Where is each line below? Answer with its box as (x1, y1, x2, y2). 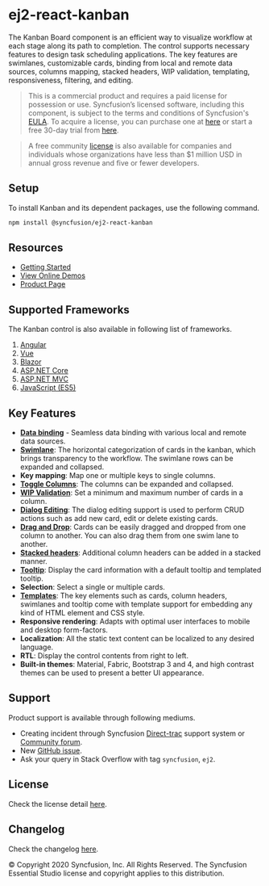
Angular (19, 340, 47, 350)
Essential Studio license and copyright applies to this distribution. (8, 868, 225, 878)
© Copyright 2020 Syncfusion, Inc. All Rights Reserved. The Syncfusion (8, 859, 247, 869)
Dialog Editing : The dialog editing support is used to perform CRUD (19, 505, 245, 514)
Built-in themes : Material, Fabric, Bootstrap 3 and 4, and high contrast (19, 660, 255, 670)
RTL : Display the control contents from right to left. (19, 651, 189, 661)
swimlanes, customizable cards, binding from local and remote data (8, 58, 234, 68)
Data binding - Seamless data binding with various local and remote (19, 428, 247, 438)
